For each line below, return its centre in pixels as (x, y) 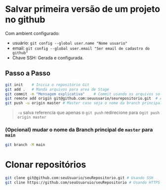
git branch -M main (25, 145)
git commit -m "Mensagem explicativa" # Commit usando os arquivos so (83, 94)
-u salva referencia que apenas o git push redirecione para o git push (88, 113)
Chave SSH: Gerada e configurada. (48, 57)
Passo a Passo (28, 73)
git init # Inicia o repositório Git (47, 85)
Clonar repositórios (46, 165)
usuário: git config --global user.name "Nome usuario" (70, 43)
